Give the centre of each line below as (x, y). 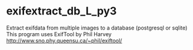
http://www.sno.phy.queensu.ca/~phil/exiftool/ (64, 40)
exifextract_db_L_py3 (62, 11)
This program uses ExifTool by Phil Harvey (59, 34)
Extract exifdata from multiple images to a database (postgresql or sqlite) (97, 28)
